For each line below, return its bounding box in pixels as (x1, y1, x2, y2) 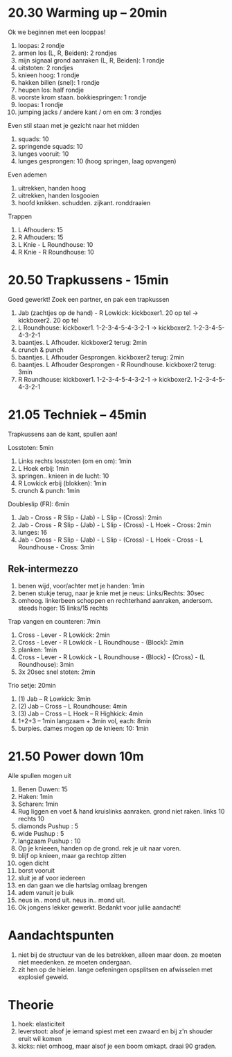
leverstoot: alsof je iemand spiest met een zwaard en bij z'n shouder (17, 1027, 213, 1035)
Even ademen (8, 170, 47, 179)
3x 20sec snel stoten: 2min (17, 668, 96, 676)
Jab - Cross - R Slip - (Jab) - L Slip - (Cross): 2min (17, 513, 162, 522)
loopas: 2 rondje (17, 41, 65, 49)
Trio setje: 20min (8, 681, 56, 689)
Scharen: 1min (17, 800, 58, 808)
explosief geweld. (17, 972, 69, 981)
